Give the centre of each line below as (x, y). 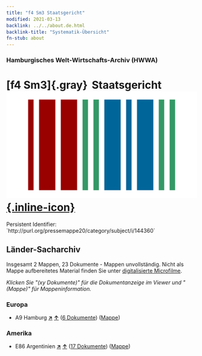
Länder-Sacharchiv (43, 250)
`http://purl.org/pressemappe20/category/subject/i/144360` (81, 230)
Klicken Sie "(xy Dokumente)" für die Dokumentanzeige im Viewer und (94, 282)
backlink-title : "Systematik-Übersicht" (58, 32)
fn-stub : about (25, 38)
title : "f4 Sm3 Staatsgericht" (46, 13)
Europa (17, 304)
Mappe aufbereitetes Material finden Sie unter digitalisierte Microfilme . (94, 270)
